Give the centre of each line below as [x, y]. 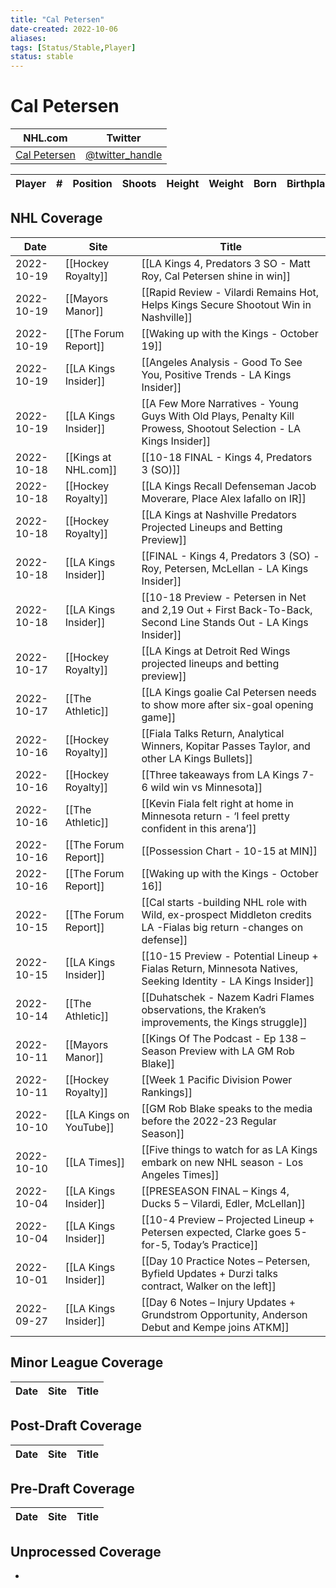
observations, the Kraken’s [204, 1009]
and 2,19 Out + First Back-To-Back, [227, 609]
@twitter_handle [123, 155]
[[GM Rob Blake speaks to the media [227, 1108]
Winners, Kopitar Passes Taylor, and [226, 746]
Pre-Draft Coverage [72, 1488]
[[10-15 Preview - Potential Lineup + [230, 956]
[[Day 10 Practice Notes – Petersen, [226, 1261]
